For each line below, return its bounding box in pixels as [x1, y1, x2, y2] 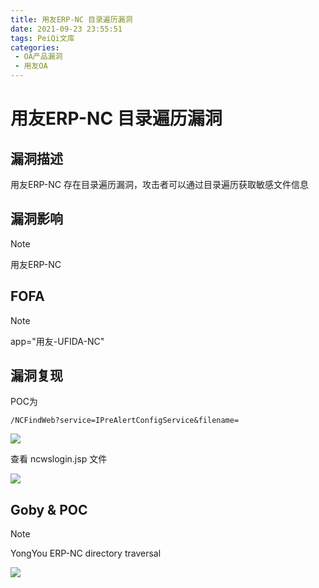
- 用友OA [14, 61, 48, 71]
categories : [10, 42, 60, 53]
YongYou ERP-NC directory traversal [10, 547, 162, 560]
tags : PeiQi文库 [10, 33, 75, 43]
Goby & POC [10, 501, 88, 518]
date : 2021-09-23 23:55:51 [10, 24, 123, 34]
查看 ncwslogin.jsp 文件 [10, 453, 108, 465]
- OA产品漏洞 [14, 52, 63, 62]
